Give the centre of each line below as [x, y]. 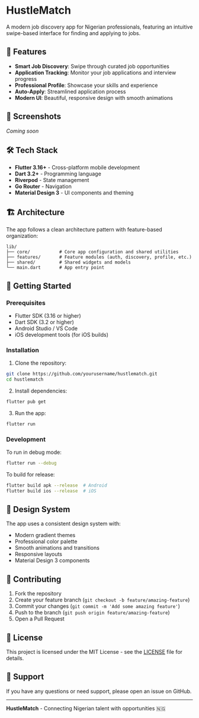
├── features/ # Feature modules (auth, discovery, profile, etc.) [99, 257]
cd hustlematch [25, 380]
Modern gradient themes [45, 535]
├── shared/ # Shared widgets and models [69, 262]
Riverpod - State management [52, 180]
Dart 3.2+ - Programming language [58, 174]
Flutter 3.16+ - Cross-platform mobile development [77, 168]
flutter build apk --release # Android [57, 485]
